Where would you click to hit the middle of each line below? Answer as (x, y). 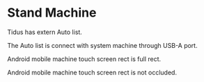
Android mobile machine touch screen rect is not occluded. (92, 72)
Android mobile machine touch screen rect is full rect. (84, 59)
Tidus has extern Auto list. (45, 32)
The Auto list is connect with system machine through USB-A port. (102, 45)
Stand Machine (52, 13)
